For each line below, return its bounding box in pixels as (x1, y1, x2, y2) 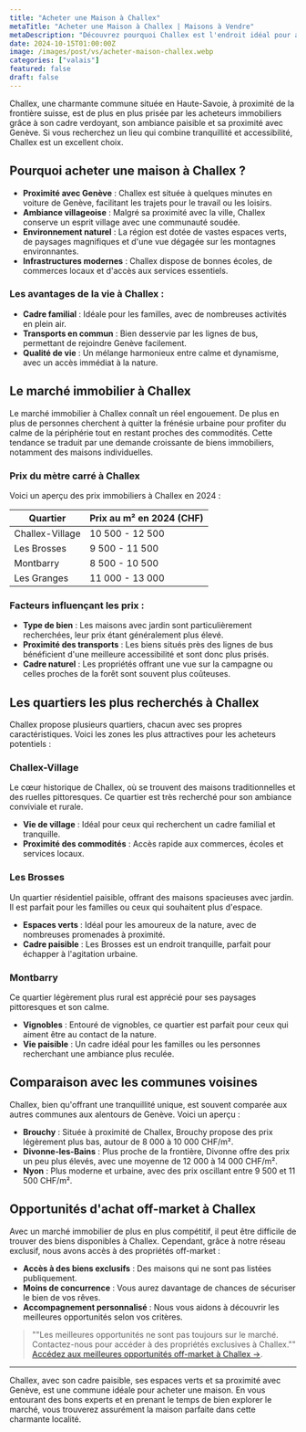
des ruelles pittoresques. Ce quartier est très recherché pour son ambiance (9, 792, 292, 803)
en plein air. (22, 318, 66, 329)
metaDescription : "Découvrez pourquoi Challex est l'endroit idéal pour (9, 30, 291, 39)
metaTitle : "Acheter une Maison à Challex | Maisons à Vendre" (9, 22, 255, 31)
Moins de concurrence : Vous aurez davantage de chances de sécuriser (22, 1282, 296, 1293)
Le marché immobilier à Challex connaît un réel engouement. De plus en (9, 407, 280, 418)
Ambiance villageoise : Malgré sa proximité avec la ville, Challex (22, 206, 266, 217)
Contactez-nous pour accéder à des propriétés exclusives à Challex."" (31, 1339, 296, 1350)
